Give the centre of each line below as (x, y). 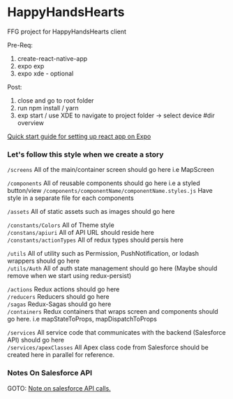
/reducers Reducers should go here (58, 297)
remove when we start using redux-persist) (69, 276)
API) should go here (36, 340)
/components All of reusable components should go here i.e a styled (104, 183)
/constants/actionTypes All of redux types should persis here (95, 240)
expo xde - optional (45, 73)
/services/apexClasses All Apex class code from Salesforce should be (108, 347)
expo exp (31, 66)
